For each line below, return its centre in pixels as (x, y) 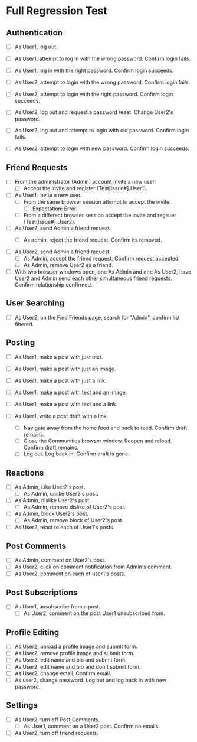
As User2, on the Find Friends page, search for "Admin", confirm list (97, 317)
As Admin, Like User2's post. (50, 487)
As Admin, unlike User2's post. (61, 494)
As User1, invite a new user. (48, 195)
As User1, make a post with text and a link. (66, 404)
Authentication (35, 33)
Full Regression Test (57, 11)
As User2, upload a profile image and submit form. (76, 647)
